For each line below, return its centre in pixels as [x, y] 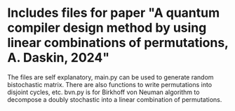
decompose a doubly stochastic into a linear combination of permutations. [115, 99]
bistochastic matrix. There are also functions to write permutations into [110, 84]
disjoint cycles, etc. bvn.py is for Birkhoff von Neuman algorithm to [103, 92]
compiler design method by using [107, 28]
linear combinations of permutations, [118, 43]
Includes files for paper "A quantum [114, 13]
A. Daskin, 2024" [59, 58]
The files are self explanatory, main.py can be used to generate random [110, 77]
